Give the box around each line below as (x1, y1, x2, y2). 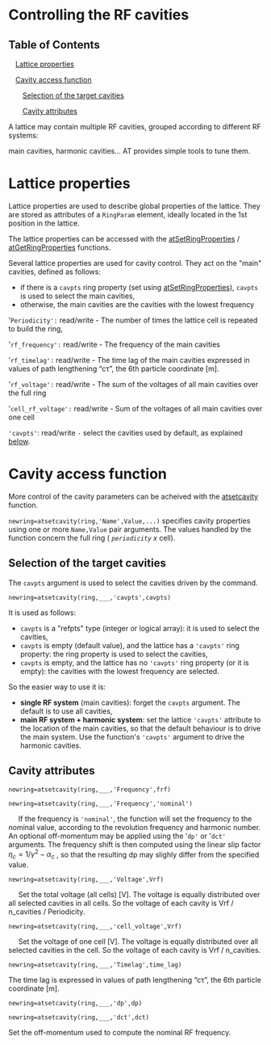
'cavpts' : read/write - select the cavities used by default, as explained (8, 428, 244, 437)
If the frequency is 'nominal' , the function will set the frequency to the (18, 814, 252, 824)
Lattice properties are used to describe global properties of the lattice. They (8, 200, 261, 211)
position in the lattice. (8, 218, 80, 228)
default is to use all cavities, (19, 706, 113, 716)
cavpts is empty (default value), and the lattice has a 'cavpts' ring (19, 640, 240, 650)
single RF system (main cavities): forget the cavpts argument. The (19, 697, 240, 707)
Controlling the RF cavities (8, 6, 190, 24)
